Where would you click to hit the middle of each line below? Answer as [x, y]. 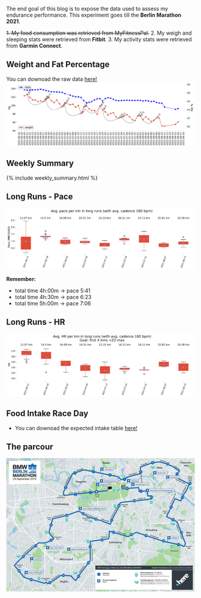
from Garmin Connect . [34, 46]
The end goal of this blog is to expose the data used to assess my [87, 9]
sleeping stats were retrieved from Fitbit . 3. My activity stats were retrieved [99, 39]
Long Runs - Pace [39, 197]
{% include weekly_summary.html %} [52, 178]
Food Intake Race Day [47, 414]
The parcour [30, 447]
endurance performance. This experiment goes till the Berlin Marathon [94, 15]
